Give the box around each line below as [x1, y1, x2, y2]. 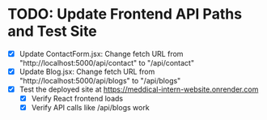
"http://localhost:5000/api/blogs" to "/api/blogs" [19, 76, 181, 86]
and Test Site [7, 22, 98, 41]
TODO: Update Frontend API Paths [7, 5, 243, 24]
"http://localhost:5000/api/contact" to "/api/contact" [19, 58, 195, 67]
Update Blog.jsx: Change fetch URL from [19, 66, 155, 76]
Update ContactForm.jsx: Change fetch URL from [19, 49, 184, 58]
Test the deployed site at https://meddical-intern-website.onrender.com [19, 84, 259, 94]
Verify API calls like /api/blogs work [31, 103, 150, 113]
